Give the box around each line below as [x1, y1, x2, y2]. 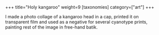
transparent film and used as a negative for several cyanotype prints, [5, 19, 148, 25]
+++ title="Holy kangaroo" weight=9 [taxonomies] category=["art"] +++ [5, 4, 154, 10]
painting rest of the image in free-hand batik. [5, 24, 98, 30]
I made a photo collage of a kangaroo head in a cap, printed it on [5, 14, 139, 19]
